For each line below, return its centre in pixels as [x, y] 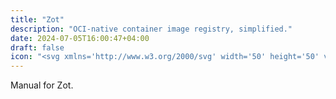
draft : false [37, 47]
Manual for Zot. [42, 85]
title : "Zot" [37, 19]
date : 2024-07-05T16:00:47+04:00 [80, 38]
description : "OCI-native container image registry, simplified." [151, 29]
